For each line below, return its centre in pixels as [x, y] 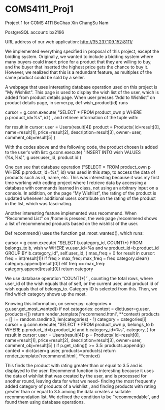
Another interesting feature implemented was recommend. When [71, 213]
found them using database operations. [45, 402]
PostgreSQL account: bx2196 [35, 32]
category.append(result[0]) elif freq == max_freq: [55, 263]
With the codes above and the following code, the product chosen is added [82, 147]
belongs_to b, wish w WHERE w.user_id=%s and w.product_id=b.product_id [82, 248]
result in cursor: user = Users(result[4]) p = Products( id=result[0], [73, 335]
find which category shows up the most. [46, 294]
